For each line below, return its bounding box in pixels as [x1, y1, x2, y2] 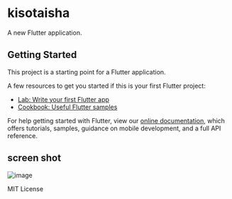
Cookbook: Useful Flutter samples [17, 103, 118, 111]
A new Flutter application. [7, 28, 82, 37]
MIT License [7, 184, 44, 193]
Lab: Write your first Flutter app [17, 95, 110, 103]
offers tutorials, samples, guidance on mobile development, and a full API [7, 124, 221, 132]
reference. [7, 131, 38, 140]
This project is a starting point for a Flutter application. [7, 67, 166, 76]
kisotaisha [7, 5, 70, 21]
